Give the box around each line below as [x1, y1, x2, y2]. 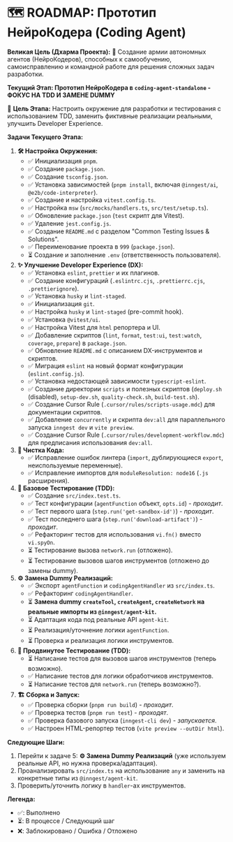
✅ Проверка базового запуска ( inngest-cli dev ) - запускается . [27, 716, 217, 725]
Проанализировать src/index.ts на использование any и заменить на [17, 766, 225, 775]
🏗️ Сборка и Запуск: [17, 690, 80, 699]
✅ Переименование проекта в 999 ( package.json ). [27, 242, 175, 251]
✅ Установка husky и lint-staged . [27, 291, 127, 300]
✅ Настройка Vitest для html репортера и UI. [27, 323, 160, 331]
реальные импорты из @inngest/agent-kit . [27, 607, 157, 616]
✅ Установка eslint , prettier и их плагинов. [27, 268, 160, 277]
